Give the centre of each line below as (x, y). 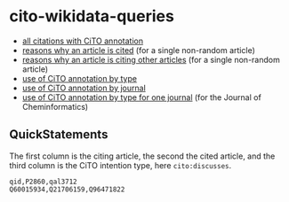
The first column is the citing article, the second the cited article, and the (142, 156)
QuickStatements (59, 135)
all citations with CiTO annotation (83, 41)
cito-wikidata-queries (92, 16)
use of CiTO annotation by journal (84, 88)
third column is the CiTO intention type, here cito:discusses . (120, 165)
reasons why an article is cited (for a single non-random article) (139, 50)
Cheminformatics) (55, 106)
